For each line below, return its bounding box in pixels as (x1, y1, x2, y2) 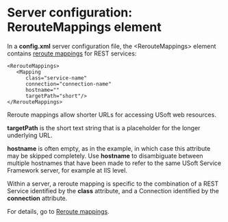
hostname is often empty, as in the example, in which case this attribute (7, 144, 211, 152)
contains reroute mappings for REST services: (7, 49, 137, 58)
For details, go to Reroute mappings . (7, 207, 110, 215)
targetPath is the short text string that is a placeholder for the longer (7, 123, 201, 132)
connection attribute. (7, 194, 68, 202)
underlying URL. (7, 131, 53, 139)
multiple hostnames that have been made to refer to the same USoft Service (7, 159, 222, 167)
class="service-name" (25, 74, 88, 82)
